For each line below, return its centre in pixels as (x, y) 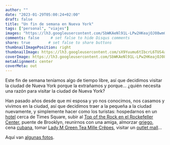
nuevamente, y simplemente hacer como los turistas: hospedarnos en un (81, 112)
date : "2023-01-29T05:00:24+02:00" (43, 15)
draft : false (19, 19)
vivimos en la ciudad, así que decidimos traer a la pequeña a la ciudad (78, 106)
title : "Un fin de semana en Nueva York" (50, 24)
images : (13, 33)
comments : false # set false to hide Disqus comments (68, 38)
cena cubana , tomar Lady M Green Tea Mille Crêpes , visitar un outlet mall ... (84, 128)
